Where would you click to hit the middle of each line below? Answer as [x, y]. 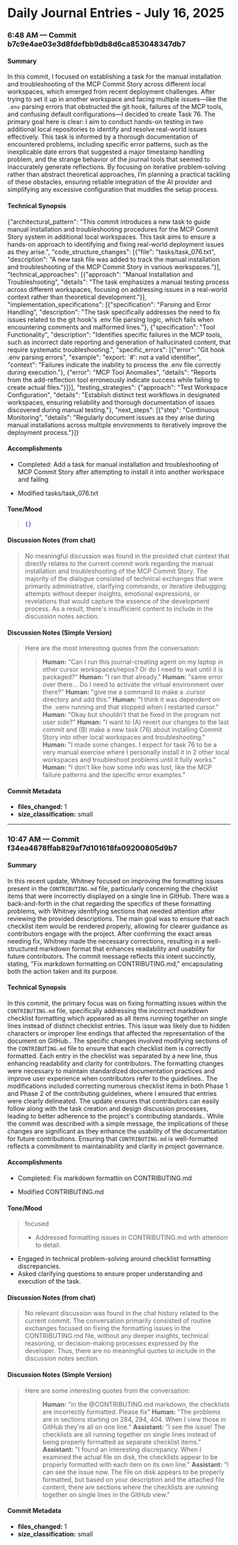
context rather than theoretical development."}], [77, 297]
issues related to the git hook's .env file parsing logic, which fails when [110, 319]
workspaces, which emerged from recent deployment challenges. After [112, 92]
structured [23, 949]
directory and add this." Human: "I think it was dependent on [131, 700]
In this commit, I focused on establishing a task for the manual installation [114, 77]
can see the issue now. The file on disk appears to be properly [133, 1472]
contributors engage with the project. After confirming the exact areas [110, 934]
